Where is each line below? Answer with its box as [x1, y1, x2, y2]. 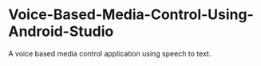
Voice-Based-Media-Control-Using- [8, 6, 254, 24]
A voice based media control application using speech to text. [8, 49, 212, 58]
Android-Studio [8, 22, 114, 41]
